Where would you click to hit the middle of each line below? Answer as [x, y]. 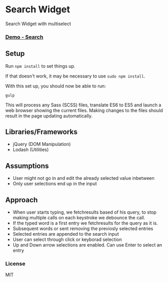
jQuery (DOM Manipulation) [42, 144]
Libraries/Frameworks [41, 132]
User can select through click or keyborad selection [67, 239]
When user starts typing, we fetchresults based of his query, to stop [85, 212]
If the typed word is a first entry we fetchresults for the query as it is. [85, 223]
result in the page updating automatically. [49, 116]
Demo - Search [24, 37]
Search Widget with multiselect [38, 24]
